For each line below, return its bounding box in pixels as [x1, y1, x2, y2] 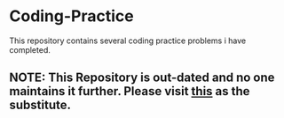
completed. [9, 44, 51, 55]
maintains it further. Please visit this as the [9, 84, 250, 99]
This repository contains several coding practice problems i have [9, 35, 247, 46]
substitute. [9, 98, 71, 113]
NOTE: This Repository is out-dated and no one [9, 70, 275, 85]
